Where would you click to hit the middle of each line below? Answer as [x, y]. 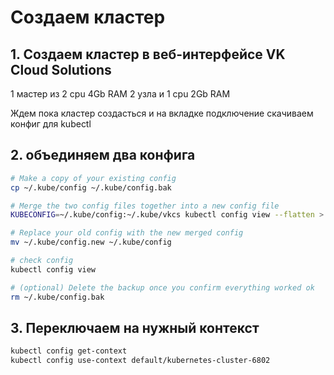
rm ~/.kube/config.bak [57, 297]
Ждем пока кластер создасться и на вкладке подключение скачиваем [162, 113]
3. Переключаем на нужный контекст [135, 327]
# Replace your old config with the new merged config [127, 233]
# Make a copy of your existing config [93, 178]
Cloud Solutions [61, 69]
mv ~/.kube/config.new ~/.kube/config [91, 242]
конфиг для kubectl [51, 124]
